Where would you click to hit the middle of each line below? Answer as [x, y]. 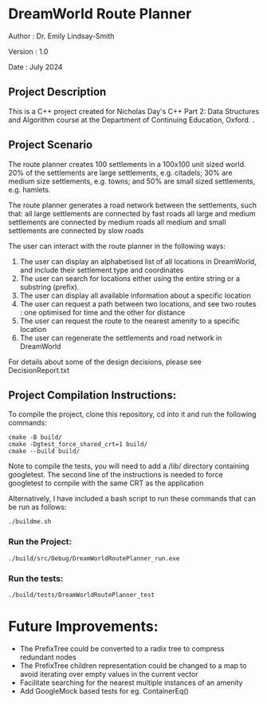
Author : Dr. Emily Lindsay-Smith [61, 36]
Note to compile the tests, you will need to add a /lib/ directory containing [129, 466]
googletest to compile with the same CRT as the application [106, 483]
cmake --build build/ [44, 452]
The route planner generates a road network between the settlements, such [133, 205]
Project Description [57, 92]
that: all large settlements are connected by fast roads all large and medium [132, 213]
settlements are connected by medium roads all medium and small [117, 222]
